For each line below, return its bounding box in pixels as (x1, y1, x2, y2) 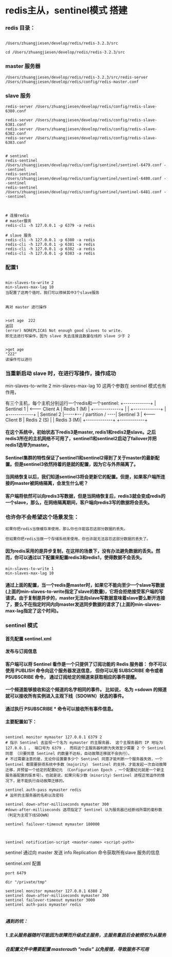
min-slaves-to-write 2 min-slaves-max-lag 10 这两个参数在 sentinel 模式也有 (5, 383, 166, 389)
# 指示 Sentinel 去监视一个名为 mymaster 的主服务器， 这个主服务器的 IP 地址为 (5, 740, 163, 746)
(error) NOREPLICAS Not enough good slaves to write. (5, 328, 123, 333)
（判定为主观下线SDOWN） (5, 813, 51, 818)
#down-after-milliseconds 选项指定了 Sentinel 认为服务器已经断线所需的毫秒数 (5, 807, 163, 812)
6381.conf (5, 122, 27, 128)
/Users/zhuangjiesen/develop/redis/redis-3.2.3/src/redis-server (5, 75, 148, 80)
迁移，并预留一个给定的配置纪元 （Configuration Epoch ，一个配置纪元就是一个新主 (5, 767, 165, 773)
